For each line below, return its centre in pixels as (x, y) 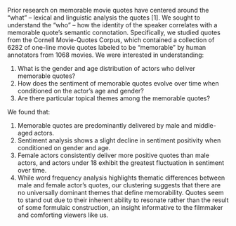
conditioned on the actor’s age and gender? (80, 91)
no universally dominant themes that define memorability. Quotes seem (120, 193)
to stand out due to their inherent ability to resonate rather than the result (123, 200)
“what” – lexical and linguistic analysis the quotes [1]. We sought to (104, 18)
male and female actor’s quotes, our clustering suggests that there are (119, 185)
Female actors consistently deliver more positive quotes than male (113, 155)
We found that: (29, 112)
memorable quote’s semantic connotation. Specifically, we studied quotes (114, 32)
